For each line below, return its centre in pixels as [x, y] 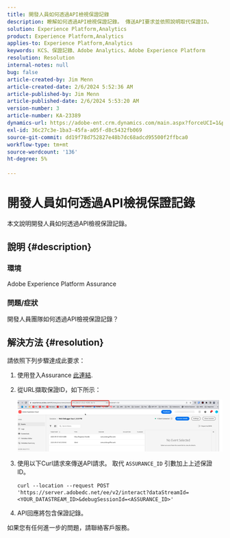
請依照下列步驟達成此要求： [46, 360]
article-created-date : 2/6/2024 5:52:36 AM [70, 87]
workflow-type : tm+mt [38, 145]
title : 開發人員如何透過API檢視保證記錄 [58, 14]
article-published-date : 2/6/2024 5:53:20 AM [73, 101]
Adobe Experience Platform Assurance [62, 284]
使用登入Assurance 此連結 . [55, 375]
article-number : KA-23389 [44, 116]
